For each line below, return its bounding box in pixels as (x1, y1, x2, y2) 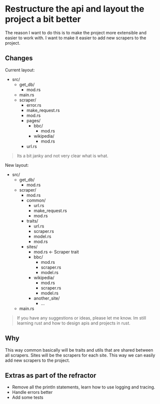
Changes (5, 54, 33, 63)
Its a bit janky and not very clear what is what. (16, 153, 109, 159)
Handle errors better (12, 389, 53, 395)
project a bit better (5, 14, 81, 25)
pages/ (26, 117, 41, 123)
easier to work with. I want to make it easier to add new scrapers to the (5, 35, 146, 41)
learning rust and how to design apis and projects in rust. (16, 320, 131, 326)
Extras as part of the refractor (5, 371, 97, 379)
